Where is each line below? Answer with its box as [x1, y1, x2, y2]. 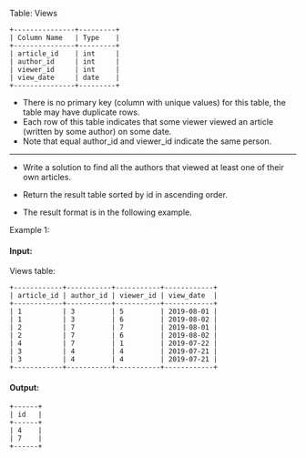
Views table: [9, 266, 56, 277]
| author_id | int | [9, 57, 120, 66]
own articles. [22, 172, 71, 182]
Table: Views [9, 8, 57, 18]
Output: [9, 382, 39, 392]
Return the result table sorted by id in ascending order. [22, 189, 228, 199]
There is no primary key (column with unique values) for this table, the [22, 97, 287, 107]
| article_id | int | [9, 49, 120, 58]
